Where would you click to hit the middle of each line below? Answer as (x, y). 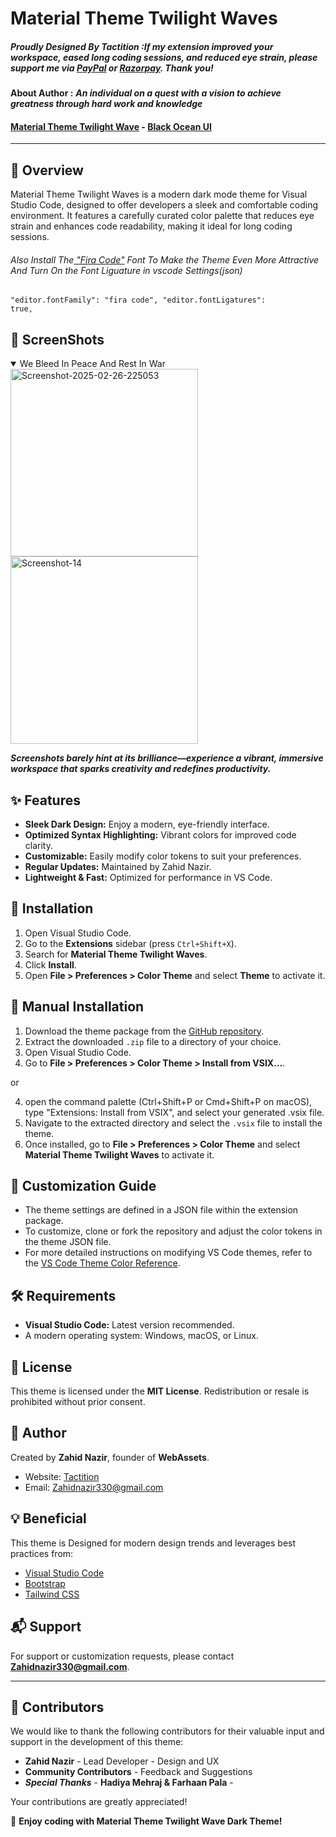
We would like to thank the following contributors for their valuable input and (167, 1731)
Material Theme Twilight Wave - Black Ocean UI (111, 126)
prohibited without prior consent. (78, 1402)
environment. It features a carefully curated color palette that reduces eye (162, 216)
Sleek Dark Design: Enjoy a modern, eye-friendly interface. (147, 824)
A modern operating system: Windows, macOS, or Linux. (141, 1336)
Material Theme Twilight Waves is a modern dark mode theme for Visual (159, 194)
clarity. (38, 845)
